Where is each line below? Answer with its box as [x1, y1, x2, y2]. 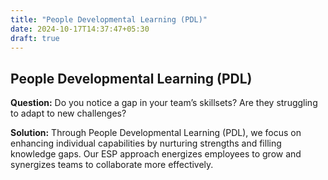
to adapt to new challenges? [10, 107, 127, 120]
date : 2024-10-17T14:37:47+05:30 [10, 24, 150, 34]
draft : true [10, 33, 60, 43]
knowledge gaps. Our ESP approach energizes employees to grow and [10, 148, 302, 160]
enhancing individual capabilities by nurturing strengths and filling [10, 137, 282, 150]
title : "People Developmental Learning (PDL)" [10, 14, 208, 25]
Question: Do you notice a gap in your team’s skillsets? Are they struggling [10, 97, 318, 109]
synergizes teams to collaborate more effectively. [10, 159, 214, 171]
